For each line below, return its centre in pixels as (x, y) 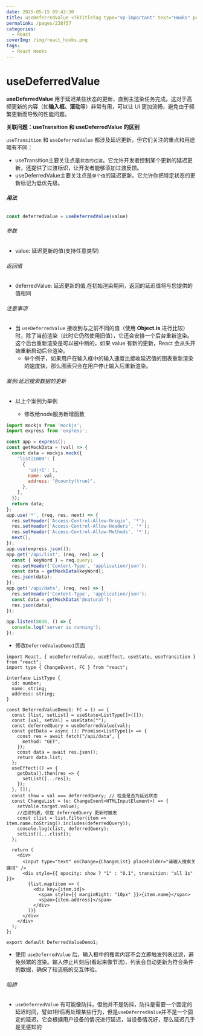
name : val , (42, 476)
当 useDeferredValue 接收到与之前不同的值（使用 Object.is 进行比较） (101, 328)
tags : (13, 46)
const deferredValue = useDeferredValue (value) (67, 216)
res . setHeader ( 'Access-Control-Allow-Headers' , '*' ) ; (81, 526)
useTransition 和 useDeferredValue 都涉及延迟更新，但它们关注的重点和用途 (101, 139)
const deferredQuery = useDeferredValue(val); (71, 726)
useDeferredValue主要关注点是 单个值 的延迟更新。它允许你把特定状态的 (102, 175)
